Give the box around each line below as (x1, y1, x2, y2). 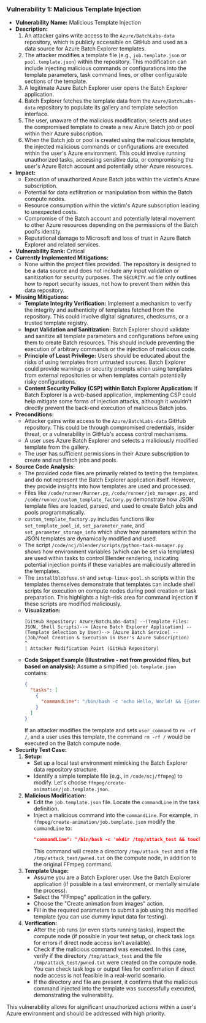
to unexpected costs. (24, 208, 78, 216)
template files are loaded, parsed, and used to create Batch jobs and (24, 502, 197, 510)
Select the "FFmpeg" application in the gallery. (33, 893, 151, 901)
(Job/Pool (24, 635, 50, 641)
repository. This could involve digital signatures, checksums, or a (24, 313, 189, 320)
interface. (24, 110, 49, 118)
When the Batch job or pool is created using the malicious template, (24, 136, 196, 144)
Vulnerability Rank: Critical (15, 248, 85, 255)
